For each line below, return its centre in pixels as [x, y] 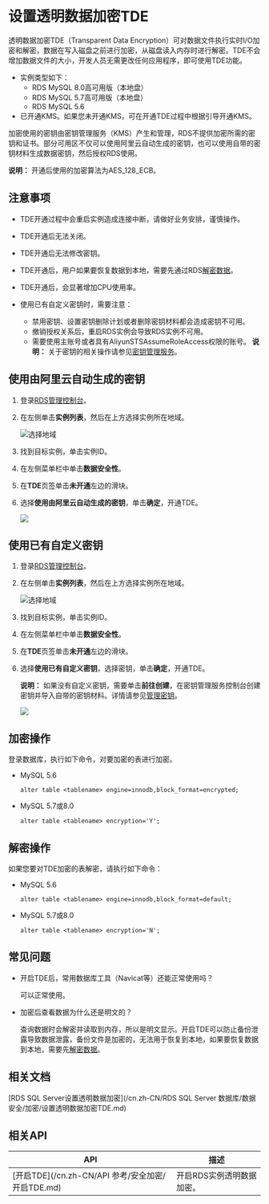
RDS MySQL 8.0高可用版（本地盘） [90, 87]
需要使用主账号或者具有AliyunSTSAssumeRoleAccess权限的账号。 [141, 341]
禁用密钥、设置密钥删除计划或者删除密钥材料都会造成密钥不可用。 [141, 321]
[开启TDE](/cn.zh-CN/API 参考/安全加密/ [89, 1176]
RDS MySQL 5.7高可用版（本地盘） [90, 97]
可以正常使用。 [44, 995]
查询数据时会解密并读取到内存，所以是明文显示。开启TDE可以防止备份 [136, 1029]
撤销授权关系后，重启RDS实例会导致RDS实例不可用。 [120, 331]
